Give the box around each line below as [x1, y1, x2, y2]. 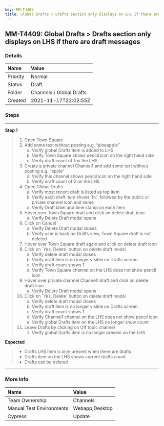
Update [73, 413, 90, 420]
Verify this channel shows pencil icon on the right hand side [31, 174, 152, 179]
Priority [7, 73, 24, 80]
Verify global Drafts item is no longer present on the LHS [31, 329, 145, 336]
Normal [31, 73, 48, 80]
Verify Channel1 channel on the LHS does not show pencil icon [31, 314, 158, 320]
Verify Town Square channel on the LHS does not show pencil [31, 267, 156, 273]
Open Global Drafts [24, 184, 63, 190]
